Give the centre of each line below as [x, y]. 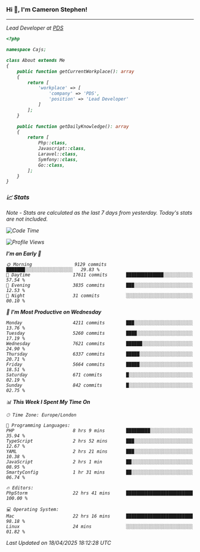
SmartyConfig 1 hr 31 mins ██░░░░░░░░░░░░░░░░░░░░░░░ [100, 472]
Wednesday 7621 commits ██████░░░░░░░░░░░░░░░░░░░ [100, 344]
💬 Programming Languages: [38, 425]
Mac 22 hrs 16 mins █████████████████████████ [100, 516]
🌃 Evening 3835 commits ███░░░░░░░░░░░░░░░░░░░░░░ [100, 285]
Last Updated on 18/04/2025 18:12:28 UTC [59, 542]
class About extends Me [36, 61]
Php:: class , [53, 143]
